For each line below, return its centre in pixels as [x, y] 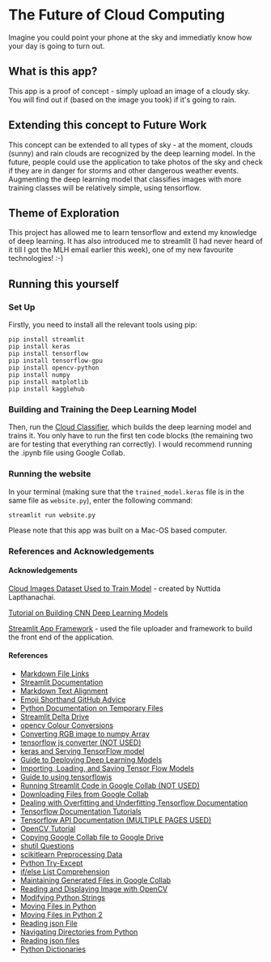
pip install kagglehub [47, 389]
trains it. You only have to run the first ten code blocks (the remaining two [131, 436]
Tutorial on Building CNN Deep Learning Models [88, 613]
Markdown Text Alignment [64, 691]
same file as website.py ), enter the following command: [101, 500]
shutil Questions [47, 845]
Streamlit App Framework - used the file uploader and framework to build [131, 628]
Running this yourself [64, 284]
